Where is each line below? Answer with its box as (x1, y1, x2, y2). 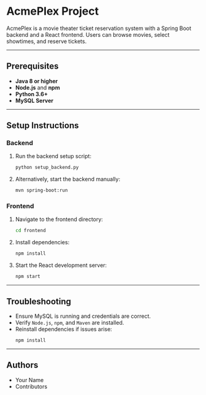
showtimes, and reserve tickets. (6, 37, 87, 45)
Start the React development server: (15, 261, 107, 269)
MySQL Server (15, 97, 54, 104)
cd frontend (15, 228, 46, 234)
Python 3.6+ (15, 90, 48, 97)
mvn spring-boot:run (15, 187, 68, 194)
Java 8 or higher (15, 77, 58, 85)
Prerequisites (6, 61, 59, 72)
